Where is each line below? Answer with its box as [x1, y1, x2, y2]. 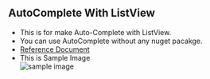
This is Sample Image [19, 53, 91, 62]
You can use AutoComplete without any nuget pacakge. [19, 36, 203, 45]
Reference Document [19, 44, 90, 54]
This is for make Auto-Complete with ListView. [19, 27, 172, 37]
